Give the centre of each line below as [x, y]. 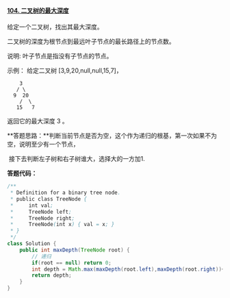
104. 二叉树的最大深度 [38, 10]
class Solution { [32, 244]
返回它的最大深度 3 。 [38, 121]
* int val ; [31, 206]
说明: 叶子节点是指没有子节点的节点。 [60, 56]
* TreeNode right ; [42, 218]
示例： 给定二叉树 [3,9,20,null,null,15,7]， [65, 71]
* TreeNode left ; [41, 212]
